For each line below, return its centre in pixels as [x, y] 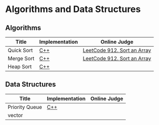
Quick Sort [20, 50]
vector [15, 115]
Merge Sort [21, 58]
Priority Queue [25, 107]
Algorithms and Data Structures [73, 9]
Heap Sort [20, 67]
